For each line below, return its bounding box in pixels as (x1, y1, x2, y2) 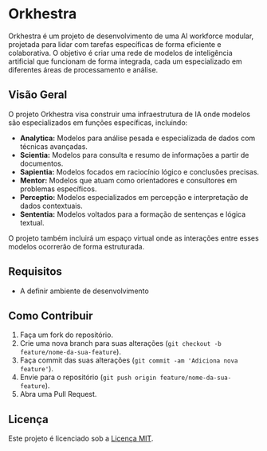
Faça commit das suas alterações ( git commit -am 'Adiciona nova (19, 355, 238, 365)
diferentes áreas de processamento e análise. (8, 65, 159, 74)
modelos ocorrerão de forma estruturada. (8, 241, 145, 251)
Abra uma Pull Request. (19, 390, 97, 399)
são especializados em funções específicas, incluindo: (8, 117, 188, 127)
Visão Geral (8, 88, 68, 102)
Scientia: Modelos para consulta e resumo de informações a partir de (19, 150, 249, 159)
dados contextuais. (19, 201, 83, 210)
